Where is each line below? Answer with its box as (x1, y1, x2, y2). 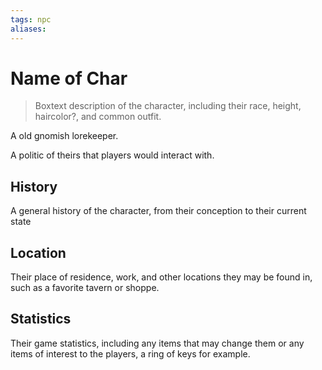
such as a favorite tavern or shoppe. (10, 282, 160, 294)
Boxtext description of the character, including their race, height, (34, 100, 302, 112)
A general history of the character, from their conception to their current (10, 205, 307, 217)
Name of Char (10, 67, 128, 90)
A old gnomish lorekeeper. (10, 130, 119, 142)
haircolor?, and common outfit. (34, 111, 162, 123)
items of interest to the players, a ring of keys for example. (10, 347, 251, 360)
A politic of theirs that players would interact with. (10, 149, 215, 161)
